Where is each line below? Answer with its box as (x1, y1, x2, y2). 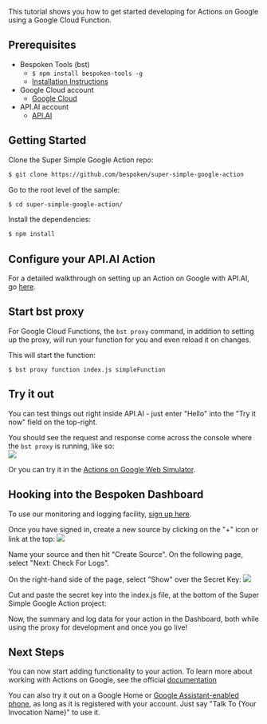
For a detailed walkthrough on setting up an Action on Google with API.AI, (8, 273, 249, 283)
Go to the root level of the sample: (8, 185, 120, 194)
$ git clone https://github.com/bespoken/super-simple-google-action (8, 170, 245, 178)
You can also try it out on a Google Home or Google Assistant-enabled (8, 690, 239, 700)
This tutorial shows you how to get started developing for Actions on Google (8, 7, 259, 16)
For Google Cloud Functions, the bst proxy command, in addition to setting (8, 326, 255, 336)
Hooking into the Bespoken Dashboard (8, 487, 204, 502)
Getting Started (8, 133, 87, 147)
